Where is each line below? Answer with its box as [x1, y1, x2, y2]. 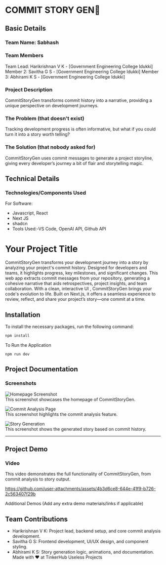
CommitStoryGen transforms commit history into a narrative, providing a [5, 97, 152, 103]
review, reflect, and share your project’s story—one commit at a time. [5, 296, 146, 302]
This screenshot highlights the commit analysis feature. [5, 411, 118, 417]
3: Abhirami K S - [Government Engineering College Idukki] [5, 74, 125, 80]
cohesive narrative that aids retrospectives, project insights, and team [5, 281, 147, 286]
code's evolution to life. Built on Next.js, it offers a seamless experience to [5, 291, 156, 297]
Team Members [5, 52, 43, 59]
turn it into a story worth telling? [5, 131, 70, 137]
